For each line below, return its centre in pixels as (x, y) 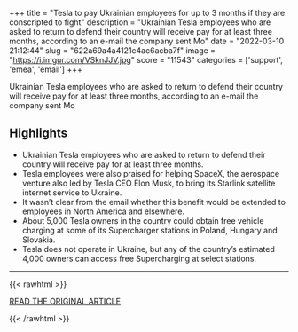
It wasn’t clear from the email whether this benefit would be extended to (154, 202)
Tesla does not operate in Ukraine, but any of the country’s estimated (148, 249)
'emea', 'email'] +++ (46, 69)
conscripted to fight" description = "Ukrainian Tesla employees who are (140, 22)
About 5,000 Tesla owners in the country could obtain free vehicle (143, 220)
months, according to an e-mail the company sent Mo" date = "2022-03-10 (147, 41)
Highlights (39, 134)
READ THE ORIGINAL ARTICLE (65, 301)
